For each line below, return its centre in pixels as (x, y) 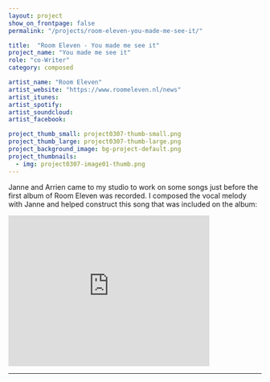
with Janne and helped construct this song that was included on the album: (133, 204)
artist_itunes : (34, 97)
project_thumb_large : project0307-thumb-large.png (95, 142)
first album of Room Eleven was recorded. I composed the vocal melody (127, 195)
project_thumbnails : (43, 156)
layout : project (35, 16)
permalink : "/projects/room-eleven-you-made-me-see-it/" (106, 31)
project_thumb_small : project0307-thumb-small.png (95, 134)
